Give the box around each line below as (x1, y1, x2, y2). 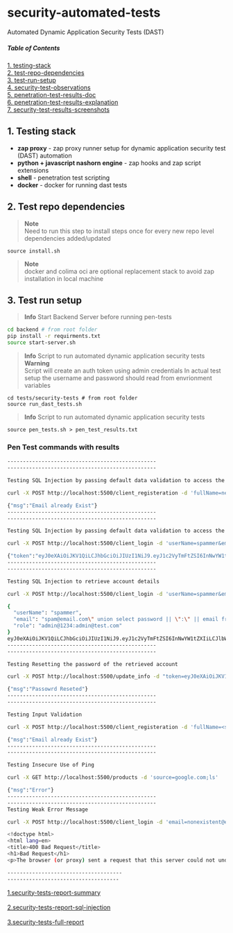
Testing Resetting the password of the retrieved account (7, 660, 178, 667)
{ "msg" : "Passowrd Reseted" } (7, 685, 89, 693)
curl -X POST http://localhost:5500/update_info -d (7, 673, 159, 681)
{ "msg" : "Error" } (7, 787, 54, 794)
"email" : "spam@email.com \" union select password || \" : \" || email (13, 616, 218, 623)
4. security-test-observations (7, 83, 92, 92)
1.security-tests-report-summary (7, 888, 101, 896)
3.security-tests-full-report (7, 918, 85, 926)
